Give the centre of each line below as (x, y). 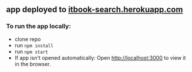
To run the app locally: (39, 26)
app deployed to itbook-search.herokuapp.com (95, 10)
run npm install (34, 45)
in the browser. (33, 64)
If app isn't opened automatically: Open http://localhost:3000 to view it (100, 57)
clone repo (28, 39)
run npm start (31, 52)
